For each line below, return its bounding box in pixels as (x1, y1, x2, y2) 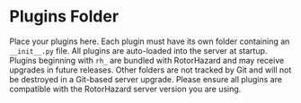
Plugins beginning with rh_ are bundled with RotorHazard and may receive (9, 55, 285, 65)
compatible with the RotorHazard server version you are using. (9, 83, 242, 94)
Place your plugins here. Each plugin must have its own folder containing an (9, 36, 290, 47)
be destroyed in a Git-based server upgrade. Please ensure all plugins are (9, 73, 283, 84)
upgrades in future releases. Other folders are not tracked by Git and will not (9, 64, 292, 75)
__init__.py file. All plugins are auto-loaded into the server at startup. (9, 45, 268, 56)
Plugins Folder (9, 6, 120, 27)
